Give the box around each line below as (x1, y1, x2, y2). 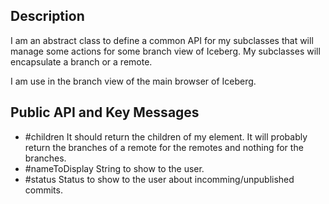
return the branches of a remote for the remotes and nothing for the (24, 141, 304, 153)
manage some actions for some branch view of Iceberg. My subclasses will (10, 45, 321, 57)
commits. (24, 184, 63, 196)
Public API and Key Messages (10, 104, 200, 121)
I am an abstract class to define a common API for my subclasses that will (10, 34, 314, 46)
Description (10, 8, 85, 25)
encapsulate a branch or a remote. (10, 55, 153, 68)
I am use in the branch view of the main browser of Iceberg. (10, 75, 257, 87)
